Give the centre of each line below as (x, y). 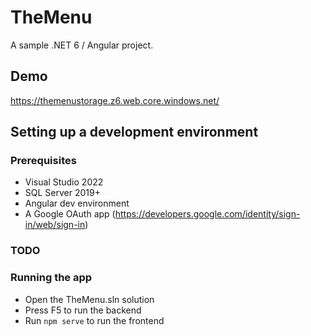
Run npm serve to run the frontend (94, 320)
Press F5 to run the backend (83, 310)
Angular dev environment (77, 203)
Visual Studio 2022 (64, 182)
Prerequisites (43, 161)
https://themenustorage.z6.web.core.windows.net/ (115, 100)
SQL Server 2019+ (62, 193)
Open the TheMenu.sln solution (89, 299)
